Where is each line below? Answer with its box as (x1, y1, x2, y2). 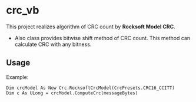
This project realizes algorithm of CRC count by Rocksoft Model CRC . (6, 23, 175, 30)
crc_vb (6, 4, 39, 17)
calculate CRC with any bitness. (14, 41, 92, 48)
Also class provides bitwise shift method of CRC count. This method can (14, 34, 191, 41)
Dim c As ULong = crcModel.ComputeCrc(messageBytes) (6, 90, 138, 96)
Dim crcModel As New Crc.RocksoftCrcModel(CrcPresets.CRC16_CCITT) (6, 85, 175, 91)
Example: (6, 73, 29, 80)
